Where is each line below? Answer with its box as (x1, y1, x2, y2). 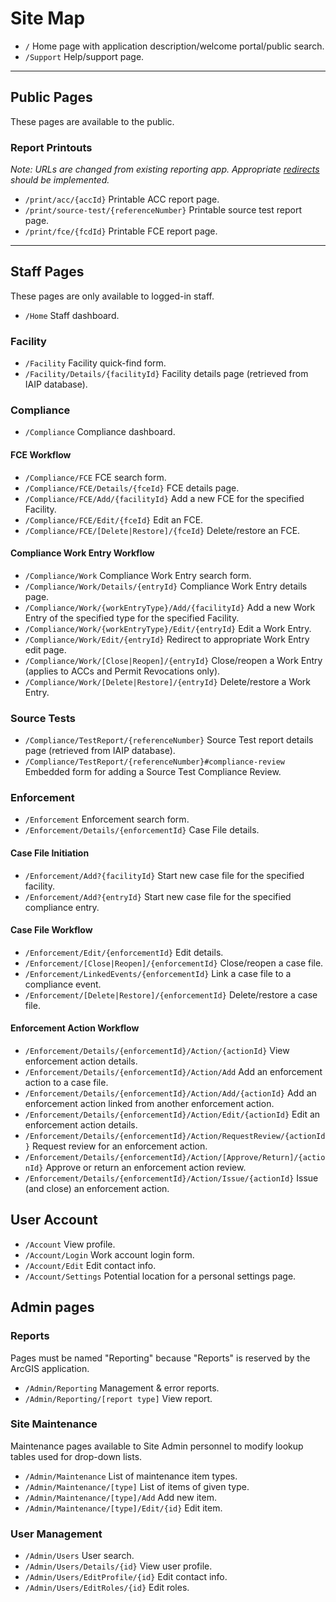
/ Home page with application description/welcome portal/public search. (24, 40, 325, 52)
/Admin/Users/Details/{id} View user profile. (24, 1560, 213, 1572)
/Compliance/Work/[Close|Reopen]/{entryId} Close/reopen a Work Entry (24, 654, 323, 666)
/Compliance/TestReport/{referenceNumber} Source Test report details (24, 734, 314, 746)
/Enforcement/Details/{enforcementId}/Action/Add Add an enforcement (24, 1066, 323, 1078)
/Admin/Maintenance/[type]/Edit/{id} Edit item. (24, 1502, 223, 1514)
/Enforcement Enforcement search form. (24, 813, 190, 826)
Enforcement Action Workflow (10, 1022, 140, 1034)
